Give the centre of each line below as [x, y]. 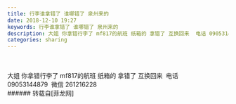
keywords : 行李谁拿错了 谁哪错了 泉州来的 [63, 27]
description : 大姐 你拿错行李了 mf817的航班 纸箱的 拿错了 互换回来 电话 [107, 33]
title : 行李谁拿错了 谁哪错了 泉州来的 [58, 14]
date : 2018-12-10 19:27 [42, 20]
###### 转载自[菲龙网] [41, 93]
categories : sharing [38, 40]
